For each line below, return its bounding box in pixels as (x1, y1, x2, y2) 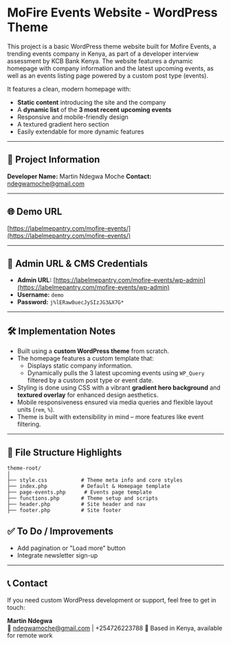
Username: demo (16, 290, 64, 299)
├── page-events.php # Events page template (7, 489, 153, 496)
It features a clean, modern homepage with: (7, 85, 131, 93)
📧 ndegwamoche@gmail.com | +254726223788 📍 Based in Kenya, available (7, 624, 223, 632)
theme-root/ (7, 465, 41, 472)
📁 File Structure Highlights (7, 446, 122, 458)
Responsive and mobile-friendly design (16, 112, 129, 121)
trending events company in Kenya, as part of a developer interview (7, 50, 199, 58)
